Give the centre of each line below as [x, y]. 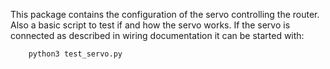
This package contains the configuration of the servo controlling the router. [165, 14]
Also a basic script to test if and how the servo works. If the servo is [150, 25]
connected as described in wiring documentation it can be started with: [157, 35]
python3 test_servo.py [75, 54]
